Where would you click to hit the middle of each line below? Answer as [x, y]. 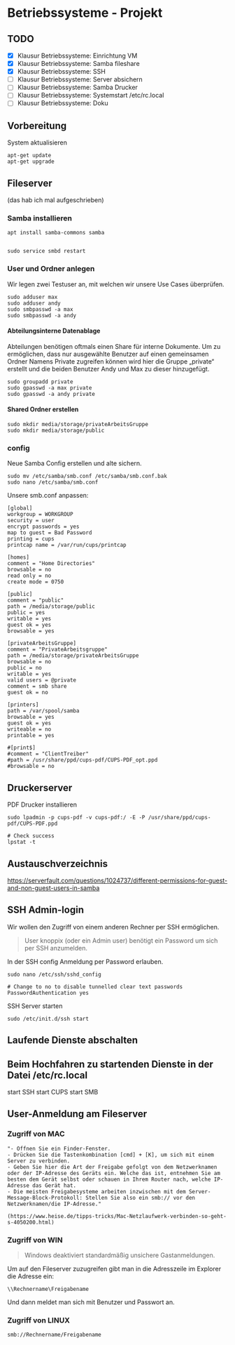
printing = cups [31, 539]
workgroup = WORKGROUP [40, 515]
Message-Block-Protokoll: [45, 1198]
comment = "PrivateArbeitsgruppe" [58, 650]
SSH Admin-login [45, 910]
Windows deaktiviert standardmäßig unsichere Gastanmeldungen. [120, 1255]
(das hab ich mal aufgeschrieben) [56, 200]
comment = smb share [37, 687]
